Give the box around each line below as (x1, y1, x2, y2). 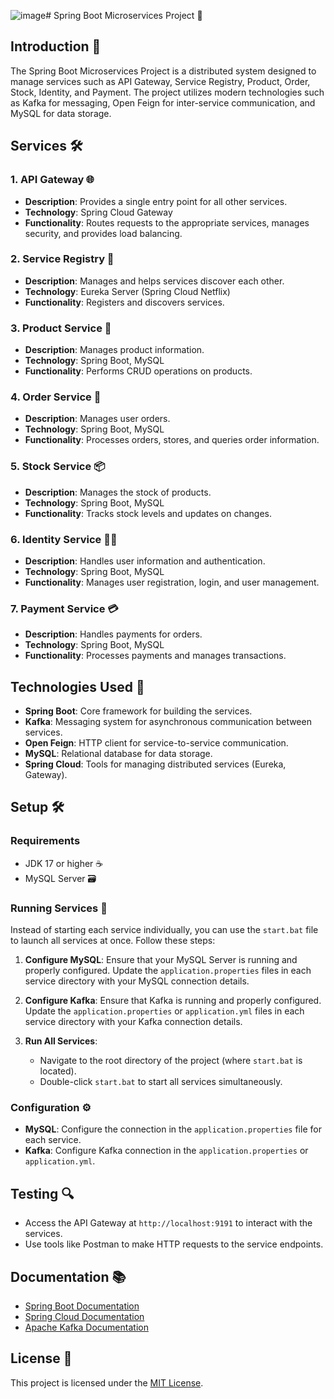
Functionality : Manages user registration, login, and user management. (24, 576, 320, 588)
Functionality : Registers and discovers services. (24, 296, 225, 308)
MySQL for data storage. (10, 107, 112, 119)
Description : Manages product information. (24, 344, 205, 356)
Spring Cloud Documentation (24, 1311, 145, 1322)
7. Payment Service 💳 (10, 601, 120, 615)
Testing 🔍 (10, 1185, 75, 1202)
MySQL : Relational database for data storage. (24, 748, 213, 760)
